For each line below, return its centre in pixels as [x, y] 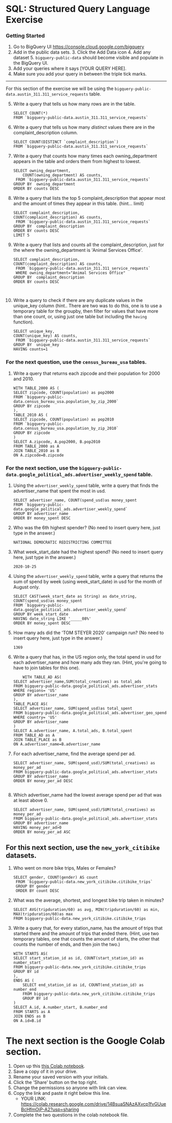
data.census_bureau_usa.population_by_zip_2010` [66, 428]
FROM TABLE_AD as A [34, 735]
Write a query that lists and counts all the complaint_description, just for [89, 245]
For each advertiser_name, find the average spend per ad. [74, 754]
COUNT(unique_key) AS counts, [45, 336]
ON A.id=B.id [27, 1021]
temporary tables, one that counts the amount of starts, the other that [86, 939]
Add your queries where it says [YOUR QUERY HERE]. [70, 68]
